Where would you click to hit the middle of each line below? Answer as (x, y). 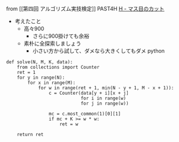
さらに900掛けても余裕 (61, 36)
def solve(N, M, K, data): (40, 62)
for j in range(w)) (105, 104)
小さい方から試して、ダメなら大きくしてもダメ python (99, 51)
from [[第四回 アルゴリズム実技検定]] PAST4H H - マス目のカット (85, 9)
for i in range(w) (103, 98)
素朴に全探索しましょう (52, 43)
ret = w (69, 124)
